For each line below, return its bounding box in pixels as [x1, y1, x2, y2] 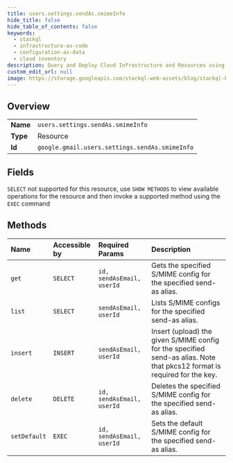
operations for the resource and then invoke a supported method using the [7, 192, 221, 200]
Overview [7, 100, 51, 112]
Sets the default [151, 418, 203, 428]
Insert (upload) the [151, 326, 213, 336]
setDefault [10, 432, 46, 440]
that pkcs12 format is [151, 361, 221, 371]
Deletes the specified [151, 381, 221, 391]
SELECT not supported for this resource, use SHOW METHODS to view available [7, 185, 219, 193]
